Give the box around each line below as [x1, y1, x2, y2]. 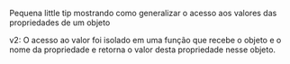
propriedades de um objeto [9, 17, 111, 28]
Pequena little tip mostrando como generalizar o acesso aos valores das [9, 8, 277, 18]
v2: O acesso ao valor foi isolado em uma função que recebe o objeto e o [9, 35, 282, 45]
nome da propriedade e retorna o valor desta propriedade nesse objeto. [9, 44, 276, 55]
